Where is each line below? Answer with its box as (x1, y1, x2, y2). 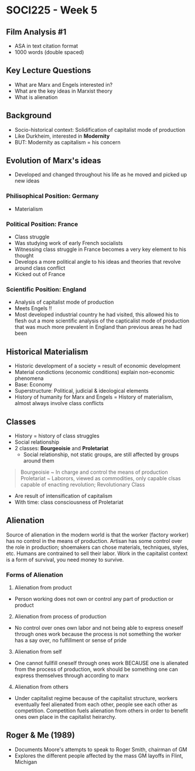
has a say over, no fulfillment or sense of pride (14, 637, 127, 644)
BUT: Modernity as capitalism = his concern (14, 138, 121, 145)
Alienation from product (14, 584, 72, 591)
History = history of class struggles (14, 432, 100, 439)
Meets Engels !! (14, 305, 52, 312)
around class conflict (14, 264, 66, 271)
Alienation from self (14, 648, 63, 655)
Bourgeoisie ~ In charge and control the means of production (20, 468, 168, 475)
